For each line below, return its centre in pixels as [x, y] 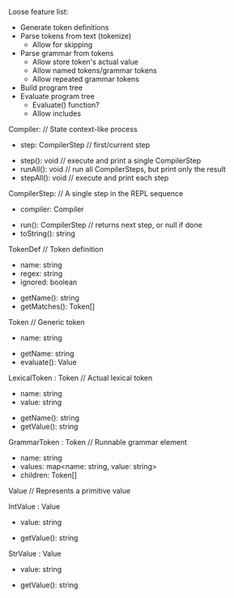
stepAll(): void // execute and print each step [94, 178]
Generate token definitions [64, 27]
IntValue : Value [34, 506]
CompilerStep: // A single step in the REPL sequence [96, 193]
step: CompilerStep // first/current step [85, 145]
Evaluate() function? [66, 105]
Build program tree [51, 88]
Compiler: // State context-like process [73, 129]
